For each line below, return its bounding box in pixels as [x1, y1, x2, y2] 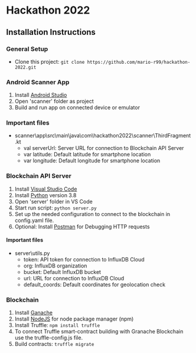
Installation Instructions [6, 27, 96, 37]
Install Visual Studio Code [14, 185, 77, 192]
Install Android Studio [14, 91, 67, 99]
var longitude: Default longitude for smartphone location [23, 157, 161, 164]
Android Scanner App [6, 78, 70, 86]
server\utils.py [14, 249, 50, 257]
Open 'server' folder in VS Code [14, 198, 93, 205]
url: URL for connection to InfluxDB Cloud [23, 274, 125, 282]
